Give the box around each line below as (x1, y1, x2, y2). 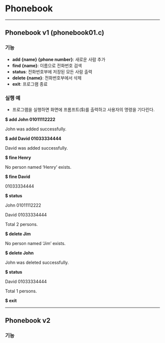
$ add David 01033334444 (5, 135, 61, 141)
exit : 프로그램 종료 (12, 81, 48, 87)
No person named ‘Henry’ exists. (5, 164, 72, 170)
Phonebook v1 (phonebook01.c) (5, 29, 105, 37)
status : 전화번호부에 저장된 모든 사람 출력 (12, 68, 92, 74)
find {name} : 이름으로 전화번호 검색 (12, 62, 82, 68)
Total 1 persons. (5, 288, 37, 294)
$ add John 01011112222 (5, 116, 55, 122)
